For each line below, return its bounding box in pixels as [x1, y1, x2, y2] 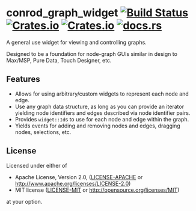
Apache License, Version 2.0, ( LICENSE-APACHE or [14, 173, 143, 180]
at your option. [6, 198, 43, 205]
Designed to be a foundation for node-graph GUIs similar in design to [6, 50, 177, 57]
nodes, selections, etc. [14, 128, 72, 135]
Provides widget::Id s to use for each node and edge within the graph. [14, 115, 189, 123]
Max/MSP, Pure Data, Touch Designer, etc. [6, 57, 112, 64]
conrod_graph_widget [6, 6, 118, 20]
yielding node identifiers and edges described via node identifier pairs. [14, 109, 191, 117]
